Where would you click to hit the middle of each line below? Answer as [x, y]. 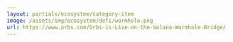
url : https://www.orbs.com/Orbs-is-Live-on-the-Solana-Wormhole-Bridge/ [116, 27]
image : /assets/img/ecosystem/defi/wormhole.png [80, 21]
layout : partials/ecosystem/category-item [70, 14]
